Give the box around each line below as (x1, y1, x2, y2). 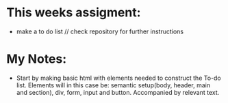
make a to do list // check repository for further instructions (16, 27, 184, 35)
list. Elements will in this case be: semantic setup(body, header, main (16, 80, 210, 89)
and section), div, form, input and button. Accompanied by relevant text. (16, 88, 220, 96)
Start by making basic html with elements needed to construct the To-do (16, 74, 221, 82)
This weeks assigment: (6, 5, 141, 20)
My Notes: (6, 51, 67, 67)
